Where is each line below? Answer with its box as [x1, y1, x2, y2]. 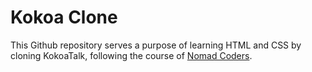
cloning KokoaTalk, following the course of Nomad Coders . [10, 49, 253, 61]
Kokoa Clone [10, 6, 118, 29]
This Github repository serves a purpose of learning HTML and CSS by [10, 39, 302, 51]
